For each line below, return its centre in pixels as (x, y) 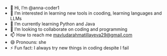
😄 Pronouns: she (28, 42)
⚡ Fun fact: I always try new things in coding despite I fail (69, 48)
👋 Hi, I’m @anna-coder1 (35, 8)
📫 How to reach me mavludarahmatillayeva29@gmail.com (71, 35)
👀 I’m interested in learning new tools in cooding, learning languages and (86, 13)
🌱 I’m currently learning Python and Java (52, 24)
